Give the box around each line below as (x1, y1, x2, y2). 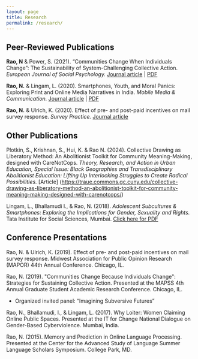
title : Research (6, 14, 47, 20)
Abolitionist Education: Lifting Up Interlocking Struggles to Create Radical (6, 172, 188, 179)
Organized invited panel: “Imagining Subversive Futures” (14, 297, 155, 304)
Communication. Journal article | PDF (6, 95, 99, 102)
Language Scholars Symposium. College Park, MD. (6, 346, 132, 353)
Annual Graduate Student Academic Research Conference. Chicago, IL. (6, 285, 183, 292)
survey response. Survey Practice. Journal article (6, 113, 128, 120)
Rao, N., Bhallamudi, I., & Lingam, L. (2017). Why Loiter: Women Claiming (6, 309, 185, 316)
